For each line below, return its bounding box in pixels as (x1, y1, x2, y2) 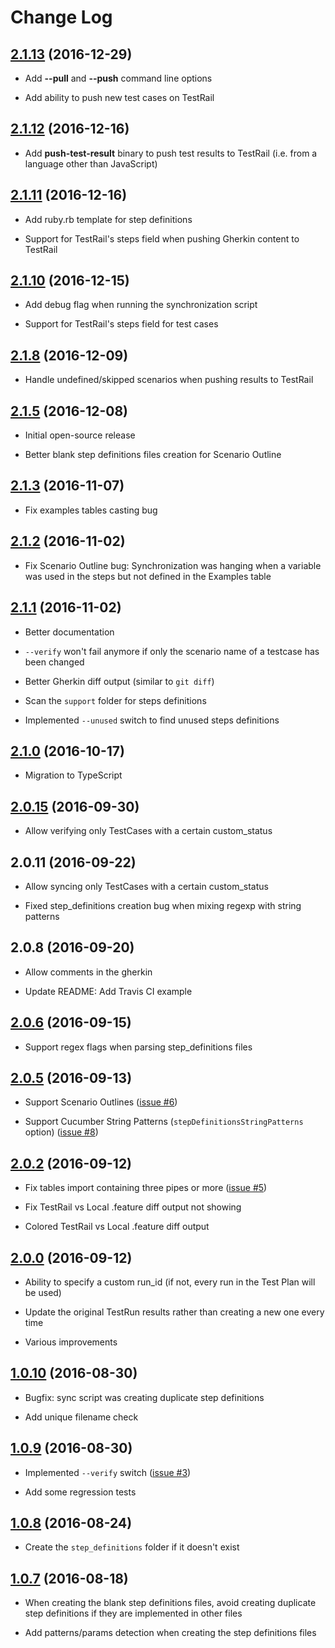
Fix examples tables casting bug (24, 504, 158, 516)
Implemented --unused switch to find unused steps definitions (24, 714, 280, 726)
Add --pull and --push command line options (24, 72, 213, 84)
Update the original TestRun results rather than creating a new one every (24, 1306, 325, 1318)
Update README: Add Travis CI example (24, 985, 193, 997)
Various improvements (24, 1336, 118, 1348)
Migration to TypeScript (24, 769, 123, 781)
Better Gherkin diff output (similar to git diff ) (24, 675, 215, 687)
